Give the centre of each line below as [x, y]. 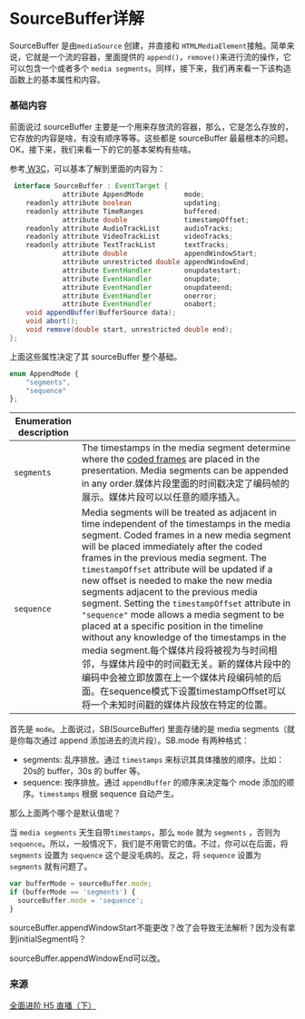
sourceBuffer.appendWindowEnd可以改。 [87, 958]
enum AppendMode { [44, 373]
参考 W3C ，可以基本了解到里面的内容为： [88, 169]
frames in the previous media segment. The [174, 558]
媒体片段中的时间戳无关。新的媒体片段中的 [200, 664]
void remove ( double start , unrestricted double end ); [129, 330]
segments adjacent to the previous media [170, 592]
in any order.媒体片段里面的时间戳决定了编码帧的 [186, 484]
